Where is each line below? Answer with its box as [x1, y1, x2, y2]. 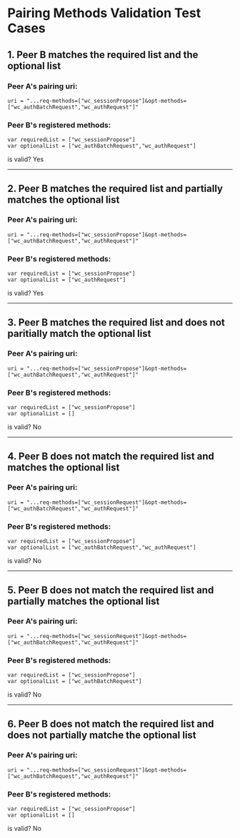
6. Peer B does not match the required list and [7, 717, 214, 730]
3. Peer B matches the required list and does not [7, 316, 225, 328]
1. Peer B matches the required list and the [7, 49, 199, 61]
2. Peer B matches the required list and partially [7, 182, 224, 194]
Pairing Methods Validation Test [7, 5, 201, 21]
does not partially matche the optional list [7, 729, 196, 741]
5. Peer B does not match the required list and [7, 584, 214, 596]
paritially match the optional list [7, 327, 151, 340]
